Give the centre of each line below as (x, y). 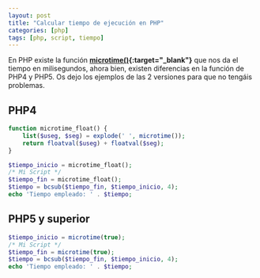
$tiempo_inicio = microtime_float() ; (70, 165)
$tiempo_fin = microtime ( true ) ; (61, 252)
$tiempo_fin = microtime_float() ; (65, 180)
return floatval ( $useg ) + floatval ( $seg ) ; (93, 143)
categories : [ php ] (38, 30)
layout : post (30, 15)
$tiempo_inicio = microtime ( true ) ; (67, 237)
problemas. (26, 86)
